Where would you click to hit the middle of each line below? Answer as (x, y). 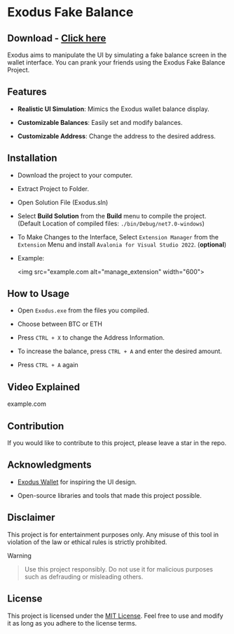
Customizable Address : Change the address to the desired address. (116, 136)
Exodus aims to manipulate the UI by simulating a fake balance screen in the (117, 55)
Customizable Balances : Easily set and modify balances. (100, 122)
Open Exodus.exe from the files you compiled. (83, 310)
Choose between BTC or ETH (60, 324)
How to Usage (39, 294)
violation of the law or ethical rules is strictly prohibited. (87, 542)
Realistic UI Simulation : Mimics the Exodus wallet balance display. (113, 109)
